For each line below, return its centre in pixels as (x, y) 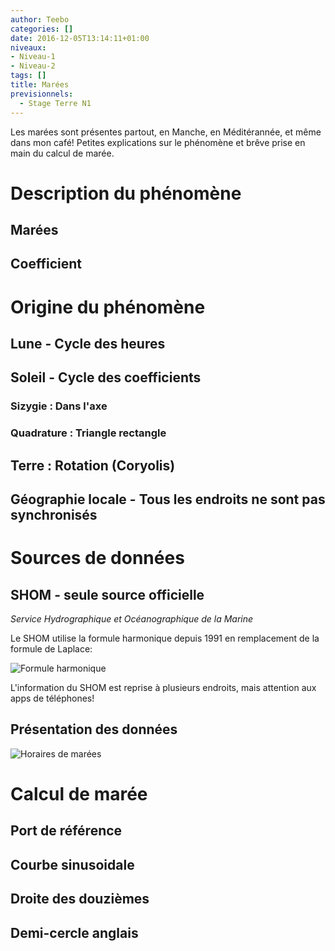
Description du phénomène (126, 193)
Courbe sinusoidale (72, 864)
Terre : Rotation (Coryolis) (93, 465)
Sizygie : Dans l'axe (59, 406)
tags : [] (28, 76)
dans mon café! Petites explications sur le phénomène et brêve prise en (158, 142)
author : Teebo (40, 19)
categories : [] (42, 29)
